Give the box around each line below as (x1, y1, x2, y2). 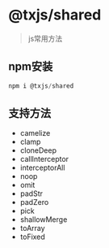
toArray (19, 224, 46, 233)
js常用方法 (27, 33, 63, 43)
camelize (19, 128, 51, 138)
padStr (19, 189, 43, 198)
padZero (19, 198, 49, 207)
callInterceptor (19, 154, 69, 164)
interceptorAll (19, 163, 65, 172)
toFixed (19, 232, 46, 241)
